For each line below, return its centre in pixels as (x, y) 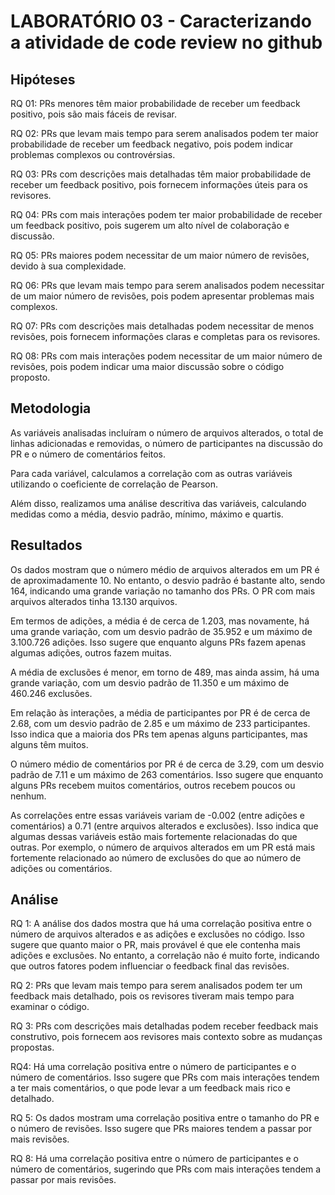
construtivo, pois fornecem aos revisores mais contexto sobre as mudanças (166, 1037)
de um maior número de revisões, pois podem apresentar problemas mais (162, 296)
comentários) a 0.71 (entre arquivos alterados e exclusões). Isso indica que (164, 826)
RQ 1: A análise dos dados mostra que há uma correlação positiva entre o (161, 924)
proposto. (30, 377)
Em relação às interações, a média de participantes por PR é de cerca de (160, 712)
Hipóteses (43, 79)
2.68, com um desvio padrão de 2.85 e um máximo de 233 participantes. (160, 723)
